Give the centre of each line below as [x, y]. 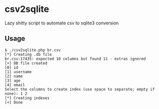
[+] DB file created [26, 63]
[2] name [14, 76]
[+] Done [14, 102]
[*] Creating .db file [28, 54]
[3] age [13, 81]
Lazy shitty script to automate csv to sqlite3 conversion [62, 23]
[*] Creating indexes [27, 98]
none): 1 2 [16, 94]
